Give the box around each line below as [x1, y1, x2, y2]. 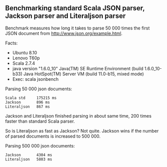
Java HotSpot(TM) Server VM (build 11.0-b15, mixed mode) [23, 71, 144, 77]
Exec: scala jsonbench [12, 76, 59, 82]
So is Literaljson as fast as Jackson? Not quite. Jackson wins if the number [5, 128, 159, 134]
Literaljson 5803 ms [5, 157, 52, 162]
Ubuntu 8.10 [12, 49, 37, 55]
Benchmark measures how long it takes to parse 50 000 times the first [5, 25, 150, 31]
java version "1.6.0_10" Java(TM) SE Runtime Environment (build [12, 65, 144, 71]
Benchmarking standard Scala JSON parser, [5, 4, 145, 12]
